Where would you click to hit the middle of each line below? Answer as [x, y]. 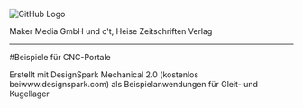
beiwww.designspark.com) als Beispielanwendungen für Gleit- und [134, 84]
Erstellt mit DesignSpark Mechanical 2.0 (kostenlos [104, 75]
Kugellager [29, 94]
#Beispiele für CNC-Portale [60, 57]
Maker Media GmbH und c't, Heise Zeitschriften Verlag [111, 31]
